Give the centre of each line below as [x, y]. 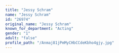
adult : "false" [21, 38]
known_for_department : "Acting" [39, 29]
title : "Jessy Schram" [29, 10]
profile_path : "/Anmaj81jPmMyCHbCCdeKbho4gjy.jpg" [60, 43]
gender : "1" [18, 33]
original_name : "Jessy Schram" [38, 24]
